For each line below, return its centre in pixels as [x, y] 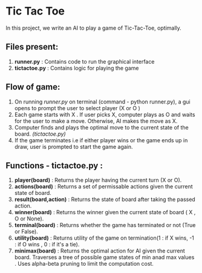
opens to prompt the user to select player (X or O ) [77, 108]
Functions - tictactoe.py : [54, 166]
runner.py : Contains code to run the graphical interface [84, 61]
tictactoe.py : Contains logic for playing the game [77, 68]
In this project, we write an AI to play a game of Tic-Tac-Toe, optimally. [94, 28]
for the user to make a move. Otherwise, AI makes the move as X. [96, 121]
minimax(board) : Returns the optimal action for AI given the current [99, 251]
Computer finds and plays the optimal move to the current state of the [101, 127]
